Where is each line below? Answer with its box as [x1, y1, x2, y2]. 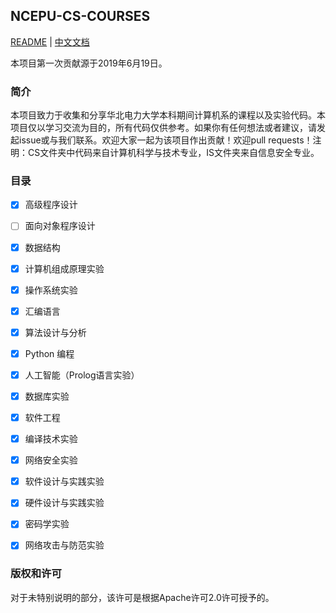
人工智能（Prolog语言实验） [24, 369, 140, 381]
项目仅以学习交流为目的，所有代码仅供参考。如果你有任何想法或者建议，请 [10, 122, 317, 134]
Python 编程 [24, 347, 75, 359]
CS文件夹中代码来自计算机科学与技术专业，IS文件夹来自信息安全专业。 [27, 147, 320, 159]
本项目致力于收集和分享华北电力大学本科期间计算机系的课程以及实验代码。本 [10, 109, 326, 121]
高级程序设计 [24, 199, 78, 211]
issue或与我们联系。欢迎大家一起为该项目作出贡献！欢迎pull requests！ [18, 134, 313, 146]
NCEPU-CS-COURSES [10, 8, 151, 25]
